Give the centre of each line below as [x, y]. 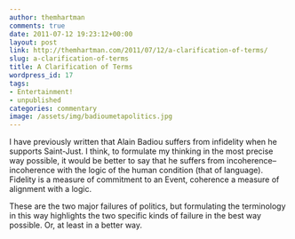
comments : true [37, 26]
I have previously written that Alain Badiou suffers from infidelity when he [144, 142]
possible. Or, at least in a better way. [76, 225]
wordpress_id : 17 [41, 76]
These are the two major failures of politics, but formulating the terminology [147, 206]
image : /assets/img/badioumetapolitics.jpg [91, 116]
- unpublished [36, 100]
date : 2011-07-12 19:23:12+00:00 [71, 34]
